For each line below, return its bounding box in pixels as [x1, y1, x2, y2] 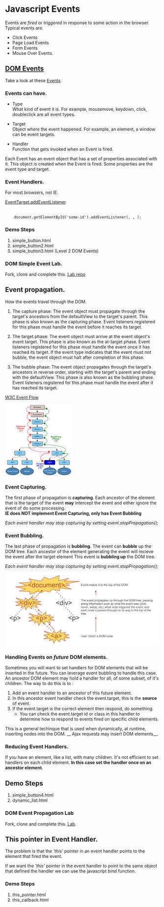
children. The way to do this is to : [5, 681, 74, 687]
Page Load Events [12, 39, 49, 45]
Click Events [12, 34, 38, 40]
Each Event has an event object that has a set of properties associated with [5, 156, 158, 162]
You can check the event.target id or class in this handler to [19, 711, 140, 717]
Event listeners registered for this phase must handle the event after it [12, 379, 154, 385]
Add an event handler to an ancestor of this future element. [12, 690, 132, 696]
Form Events [12, 45, 38, 51]
